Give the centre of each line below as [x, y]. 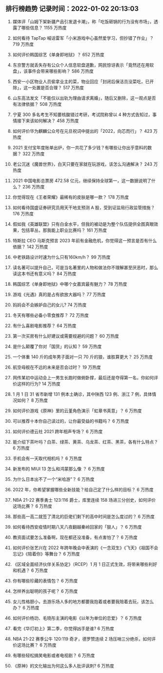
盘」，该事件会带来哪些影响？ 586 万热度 [53, 71]
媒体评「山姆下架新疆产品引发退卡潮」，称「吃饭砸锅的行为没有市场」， [83, 22]
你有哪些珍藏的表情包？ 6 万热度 [45, 580]
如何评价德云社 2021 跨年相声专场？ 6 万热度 [58, 431]
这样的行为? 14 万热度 [39, 384]
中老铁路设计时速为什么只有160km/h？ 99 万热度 [61, 257]
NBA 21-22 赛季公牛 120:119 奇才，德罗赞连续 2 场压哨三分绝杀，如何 [82, 639]
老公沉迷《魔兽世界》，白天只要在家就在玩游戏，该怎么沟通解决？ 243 [82, 164]
